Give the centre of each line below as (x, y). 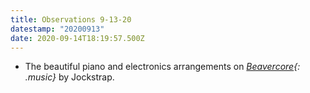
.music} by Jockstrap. (69, 77)
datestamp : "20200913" (57, 29)
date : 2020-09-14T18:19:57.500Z (77, 38)
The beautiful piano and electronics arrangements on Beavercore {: (162, 67)
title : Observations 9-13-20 (71, 19)
